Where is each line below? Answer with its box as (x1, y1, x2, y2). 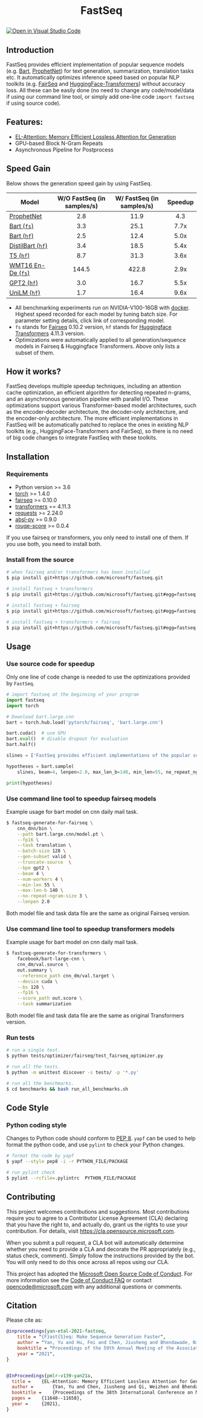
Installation (6, 451, 50, 462)
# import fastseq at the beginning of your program (6, 691, 139, 697)
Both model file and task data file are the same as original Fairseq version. (6, 910, 190, 917)
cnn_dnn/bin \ (17, 825, 53, 831)
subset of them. (14, 349, 54, 356)
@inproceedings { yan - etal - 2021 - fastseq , (6, 1328, 107, 1334)
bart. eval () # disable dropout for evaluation (6, 736, 129, 742)
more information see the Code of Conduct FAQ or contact (6, 1276, 152, 1283)
